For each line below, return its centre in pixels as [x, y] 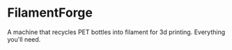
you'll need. [24, 39]
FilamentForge [50, 13]
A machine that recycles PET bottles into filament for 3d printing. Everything [116, 32]
